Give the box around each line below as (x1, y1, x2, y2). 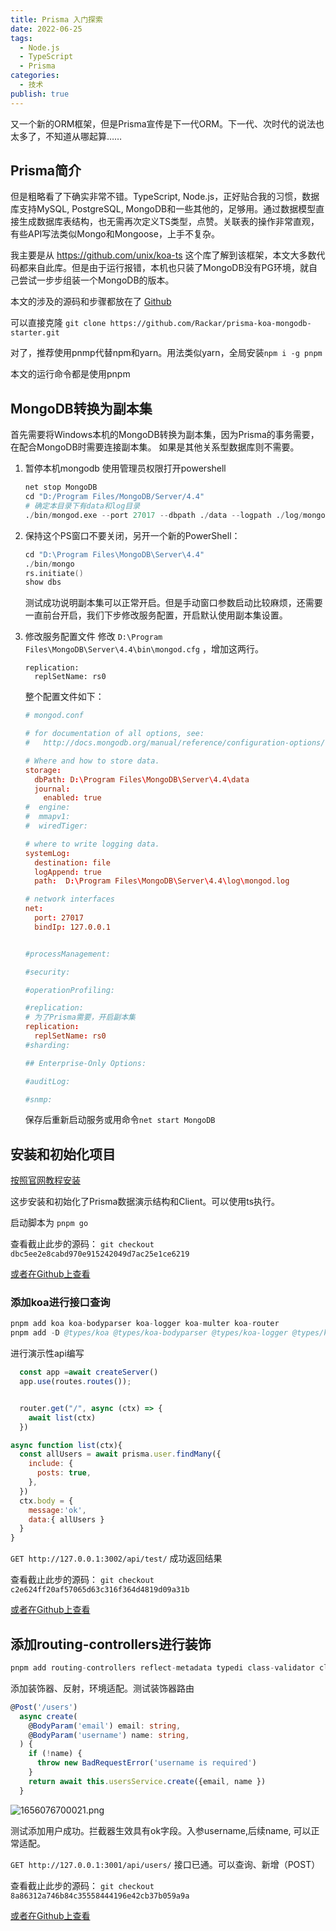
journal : (34, 784, 71, 794)
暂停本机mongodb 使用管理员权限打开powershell (24, 462, 227, 475)
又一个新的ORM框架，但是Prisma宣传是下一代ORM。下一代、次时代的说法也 (10, 117, 325, 130)
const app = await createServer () (19, 1367, 159, 1378)
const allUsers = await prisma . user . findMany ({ (19, 1449, 222, 1460)
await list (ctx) (28, 1412, 97, 1423)
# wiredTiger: (24, 821, 89, 831)
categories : (10, 71, 60, 81)
